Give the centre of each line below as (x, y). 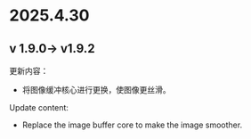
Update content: (39, 107)
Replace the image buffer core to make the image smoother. (132, 125)
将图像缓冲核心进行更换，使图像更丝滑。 (96, 90)
